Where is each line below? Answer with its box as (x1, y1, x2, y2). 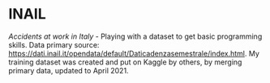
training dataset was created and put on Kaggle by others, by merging (8, 57, 242, 67)
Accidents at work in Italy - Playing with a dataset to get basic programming (8, 31, 263, 41)
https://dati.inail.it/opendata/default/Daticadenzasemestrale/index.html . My (8, 48, 259, 58)
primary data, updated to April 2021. (8, 65, 129, 75)
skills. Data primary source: (8, 39, 100, 49)
